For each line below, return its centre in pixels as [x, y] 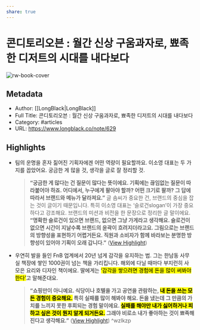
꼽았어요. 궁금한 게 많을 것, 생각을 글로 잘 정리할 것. [85, 170]
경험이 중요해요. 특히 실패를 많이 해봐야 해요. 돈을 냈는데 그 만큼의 [111, 298]
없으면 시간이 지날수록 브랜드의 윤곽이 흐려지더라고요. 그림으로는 [104, 228]
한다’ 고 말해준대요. [36, 278]
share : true [21, 12]
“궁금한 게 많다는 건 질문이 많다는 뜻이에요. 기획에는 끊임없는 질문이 [107, 183]
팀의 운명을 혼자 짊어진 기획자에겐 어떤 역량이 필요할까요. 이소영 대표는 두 [100, 163]
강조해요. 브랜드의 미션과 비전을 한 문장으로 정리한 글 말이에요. [118, 213]
